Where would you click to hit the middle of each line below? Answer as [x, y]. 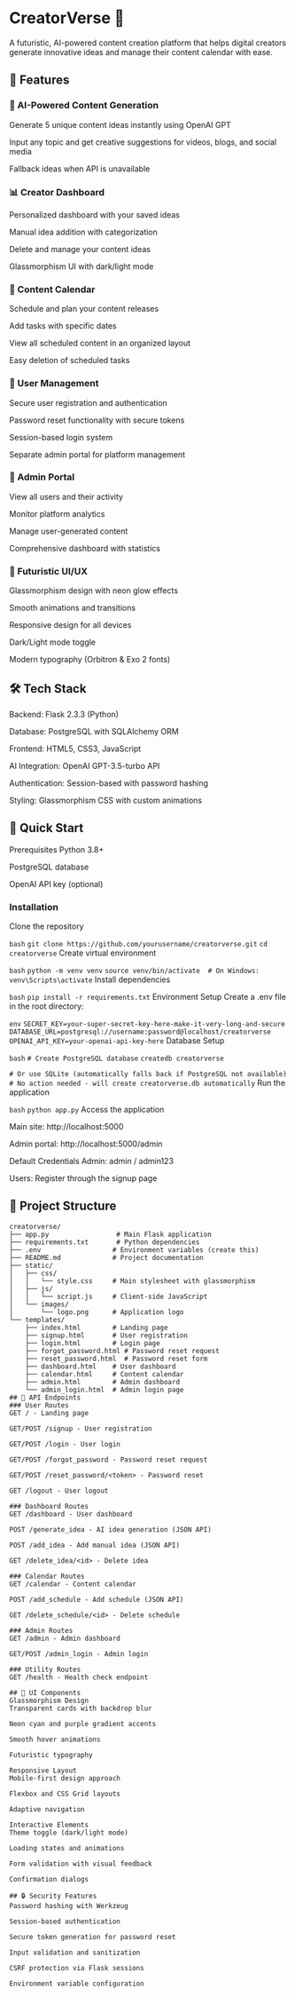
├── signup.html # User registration [107, 1335]
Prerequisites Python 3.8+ [57, 849]
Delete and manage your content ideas [80, 249]
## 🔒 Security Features [53, 1896]
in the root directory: [47, 1006]
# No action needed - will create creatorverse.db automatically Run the [147, 1083]
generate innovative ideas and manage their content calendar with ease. [141, 52]
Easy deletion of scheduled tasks [70, 361]
